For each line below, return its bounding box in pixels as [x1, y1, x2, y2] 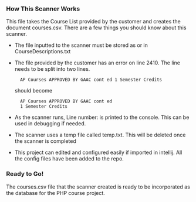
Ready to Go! [6, 170, 44, 178]
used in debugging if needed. [14, 120, 86, 127]
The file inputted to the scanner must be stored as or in [14, 42, 148, 49]
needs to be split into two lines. [14, 66, 90, 73]
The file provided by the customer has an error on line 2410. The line [14, 59, 181, 66]
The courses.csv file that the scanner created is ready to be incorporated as [6, 183, 191, 190]
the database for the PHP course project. [6, 189, 106, 196]
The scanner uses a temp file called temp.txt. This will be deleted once [14, 131, 186, 139]
